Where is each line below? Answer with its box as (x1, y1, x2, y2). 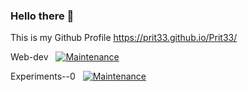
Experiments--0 (10, 70, 76, 83)
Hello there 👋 (10, 9, 75, 23)
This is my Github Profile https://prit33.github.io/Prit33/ (10, 32, 238, 44)
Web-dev (10, 51, 49, 63)
